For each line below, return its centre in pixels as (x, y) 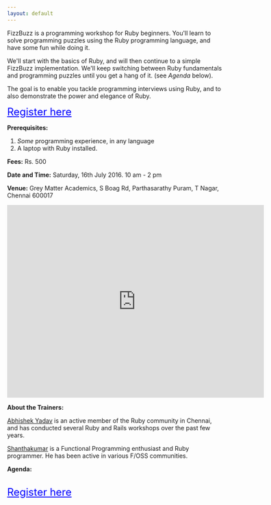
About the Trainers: (35, 407)
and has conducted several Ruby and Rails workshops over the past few (109, 428)
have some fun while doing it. (49, 47)
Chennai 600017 (30, 195)
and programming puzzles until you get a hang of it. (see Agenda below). (110, 75)
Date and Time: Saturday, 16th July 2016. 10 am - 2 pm (85, 175)
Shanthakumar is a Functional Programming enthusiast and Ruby (98, 448)
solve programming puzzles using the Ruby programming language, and (109, 40)
